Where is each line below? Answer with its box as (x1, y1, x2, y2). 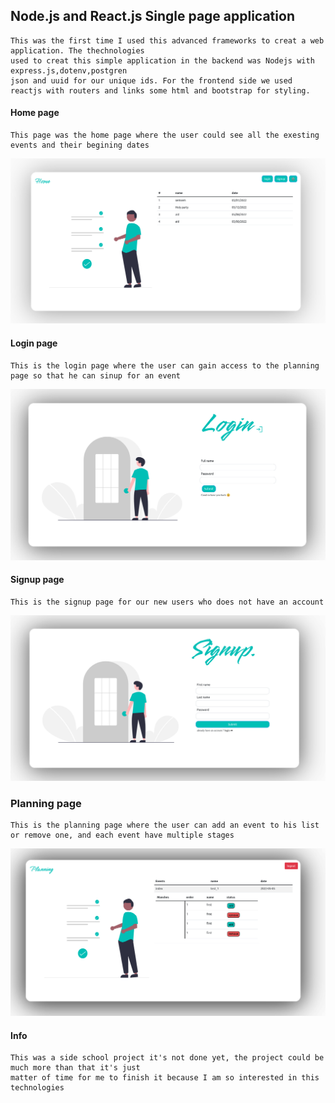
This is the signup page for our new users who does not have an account (10, 597, 325, 607)
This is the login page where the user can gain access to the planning (10, 360, 320, 371)
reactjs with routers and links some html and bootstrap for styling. (10, 85, 311, 96)
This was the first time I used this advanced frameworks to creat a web (10, 35, 325, 46)
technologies (10, 1083, 65, 1093)
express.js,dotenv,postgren (10, 65, 128, 76)
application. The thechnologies (10, 45, 145, 56)
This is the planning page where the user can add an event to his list (10, 820, 320, 830)
